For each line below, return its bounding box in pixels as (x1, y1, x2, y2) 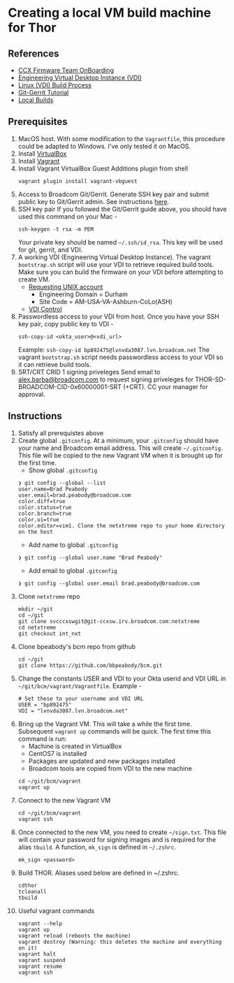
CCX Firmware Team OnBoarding (17, 66, 115, 74)
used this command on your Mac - (17, 212, 118, 221)
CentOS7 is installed (28, 749, 87, 757)
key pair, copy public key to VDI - (17, 319, 114, 328)
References (8, 48, 59, 59)
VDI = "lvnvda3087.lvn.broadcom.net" (17, 707, 129, 714)
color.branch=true (17, 510, 72, 517)
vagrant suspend (17, 956, 66, 963)
